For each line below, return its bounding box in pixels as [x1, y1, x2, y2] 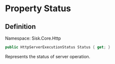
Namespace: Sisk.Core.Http [5, 35, 61, 41]
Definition [5, 22, 36, 31]
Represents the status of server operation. [5, 53, 91, 59]
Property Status [5, 3, 71, 14]
